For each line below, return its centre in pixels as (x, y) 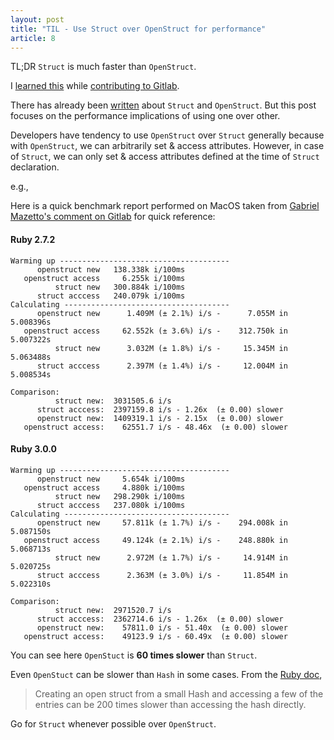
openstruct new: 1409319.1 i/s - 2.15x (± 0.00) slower (160, 418)
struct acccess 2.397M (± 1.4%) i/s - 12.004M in (162, 366)
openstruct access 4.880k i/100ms (104, 487)
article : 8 (33, 38)
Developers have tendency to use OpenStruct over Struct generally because (167, 135)
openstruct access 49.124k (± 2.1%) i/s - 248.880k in (155, 540)
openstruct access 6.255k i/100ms (104, 278)
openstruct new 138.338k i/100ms (111, 269)
